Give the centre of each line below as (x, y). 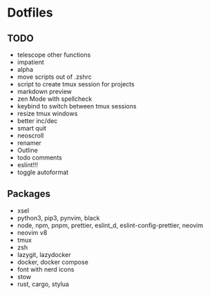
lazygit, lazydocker (44, 254)
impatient (31, 62)
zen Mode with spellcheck (55, 99)
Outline (27, 150)
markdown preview (45, 92)
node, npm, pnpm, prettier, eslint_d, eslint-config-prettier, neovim (110, 225)
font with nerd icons (46, 269)
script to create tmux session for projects (76, 84)
